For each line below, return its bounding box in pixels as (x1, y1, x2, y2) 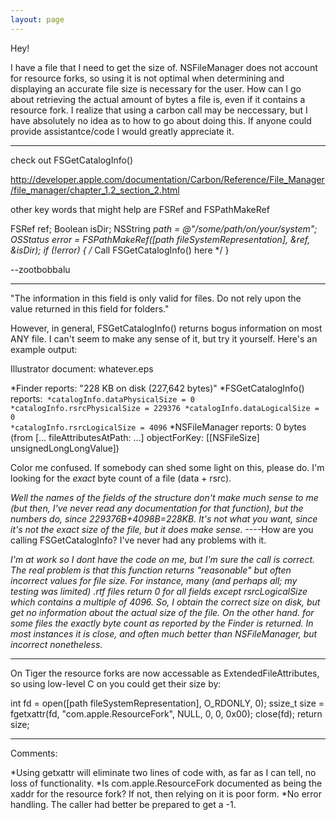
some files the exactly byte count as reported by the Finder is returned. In (10, 617, 314, 629)
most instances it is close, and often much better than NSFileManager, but (10, 627, 318, 640)
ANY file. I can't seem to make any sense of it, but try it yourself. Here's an (10, 332, 318, 345)
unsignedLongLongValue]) (10, 442, 120, 454)
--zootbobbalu (10, 263, 71, 275)
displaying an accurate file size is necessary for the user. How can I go (10, 82, 302, 95)
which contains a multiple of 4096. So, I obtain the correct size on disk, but (10, 596, 321, 608)
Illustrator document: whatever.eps (10, 362, 154, 375)
